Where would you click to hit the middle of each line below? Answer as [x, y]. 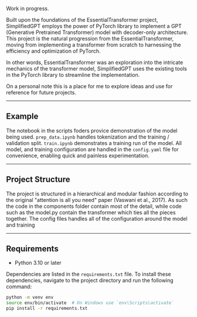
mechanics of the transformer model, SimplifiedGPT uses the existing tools [97, 69]
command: [19, 286]
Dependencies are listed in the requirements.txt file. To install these [89, 274]
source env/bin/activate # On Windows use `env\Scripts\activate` [90, 303]
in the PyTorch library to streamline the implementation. [73, 75]
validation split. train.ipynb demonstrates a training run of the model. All [94, 143]
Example [22, 117]
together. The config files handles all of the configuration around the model [97, 218]
